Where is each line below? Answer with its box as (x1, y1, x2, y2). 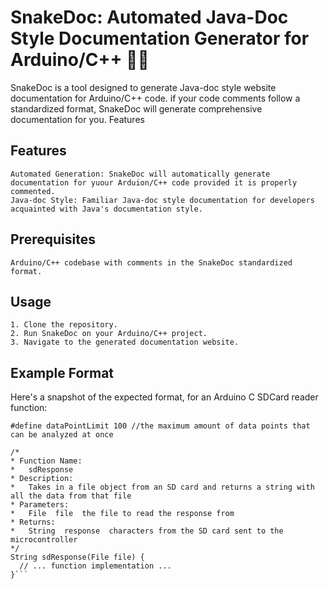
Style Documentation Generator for (10, 27, 310, 50)
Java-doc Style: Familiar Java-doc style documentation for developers (10, 195, 315, 205)
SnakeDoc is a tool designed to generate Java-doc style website (10, 81, 277, 93)
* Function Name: (10, 456, 83, 466)
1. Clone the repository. (10, 320, 118, 330)
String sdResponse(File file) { (10, 552, 145, 563)
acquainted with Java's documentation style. (10, 204, 203, 214)
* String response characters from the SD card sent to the (10, 526, 284, 536)
